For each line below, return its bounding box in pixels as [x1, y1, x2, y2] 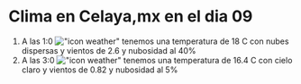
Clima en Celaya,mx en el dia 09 [8, 6, 253, 27]
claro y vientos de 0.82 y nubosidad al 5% [21, 64, 178, 75]
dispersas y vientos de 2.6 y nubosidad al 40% [21, 45, 196, 55]
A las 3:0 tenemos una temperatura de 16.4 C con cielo [21, 55, 293, 65]
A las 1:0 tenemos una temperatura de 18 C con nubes [21, 36, 289, 46]
